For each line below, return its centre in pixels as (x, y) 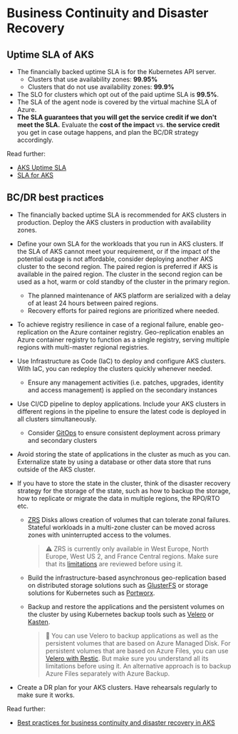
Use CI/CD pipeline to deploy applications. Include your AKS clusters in (121, 404)
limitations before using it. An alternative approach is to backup (138, 666)
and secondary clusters (62, 440)
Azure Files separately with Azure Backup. (108, 673)
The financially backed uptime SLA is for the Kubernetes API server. (117, 72)
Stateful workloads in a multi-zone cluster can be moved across (121, 527)
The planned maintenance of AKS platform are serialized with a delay (129, 295)
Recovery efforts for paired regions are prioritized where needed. (123, 310)
